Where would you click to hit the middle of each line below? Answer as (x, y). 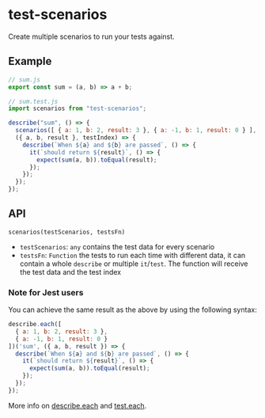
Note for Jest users (46, 292)
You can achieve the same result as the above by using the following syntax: (132, 310)
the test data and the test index (70, 272)
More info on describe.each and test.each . (78, 405)
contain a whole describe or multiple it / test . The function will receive (134, 264)
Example (30, 61)
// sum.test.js (33, 101)
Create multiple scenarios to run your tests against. (92, 36)
